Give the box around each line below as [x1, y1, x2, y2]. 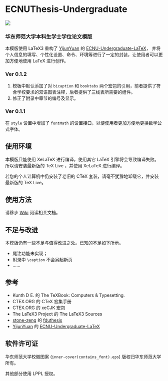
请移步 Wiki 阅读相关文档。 [5, 210, 61, 216]
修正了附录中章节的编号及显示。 [12, 95, 78, 101]
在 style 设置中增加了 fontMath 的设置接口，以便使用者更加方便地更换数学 [5, 120, 157, 126]
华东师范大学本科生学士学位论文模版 [5, 33, 92, 40]
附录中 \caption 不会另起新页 [12, 257, 72, 263]
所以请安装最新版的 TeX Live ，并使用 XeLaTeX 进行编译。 [5, 162, 125, 168]
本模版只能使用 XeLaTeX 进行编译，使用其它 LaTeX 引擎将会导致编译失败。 [5, 156, 159, 162]
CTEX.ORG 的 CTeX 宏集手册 [12, 299, 71, 305]
